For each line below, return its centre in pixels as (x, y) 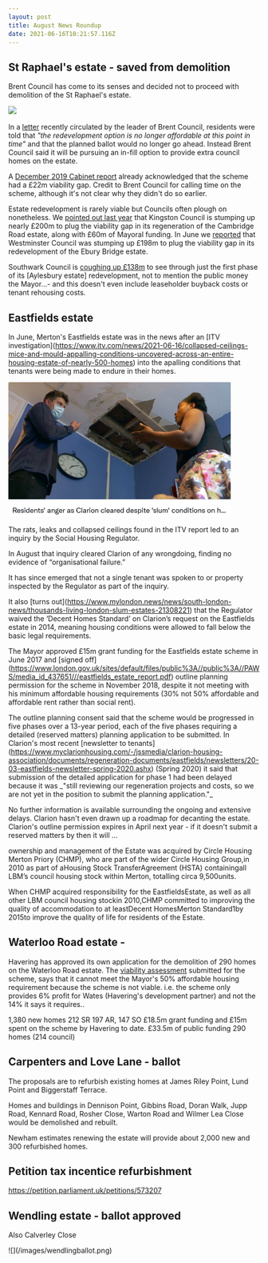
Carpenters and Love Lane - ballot (95, 1062)
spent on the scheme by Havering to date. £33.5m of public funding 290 (127, 1028)
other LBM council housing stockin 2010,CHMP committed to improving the (132, 900)
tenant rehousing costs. (47, 293)
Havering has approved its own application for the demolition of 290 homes (132, 961)
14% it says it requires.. (47, 1004)
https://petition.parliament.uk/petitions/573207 (85, 1191)
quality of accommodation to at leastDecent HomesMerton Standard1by (126, 909)
